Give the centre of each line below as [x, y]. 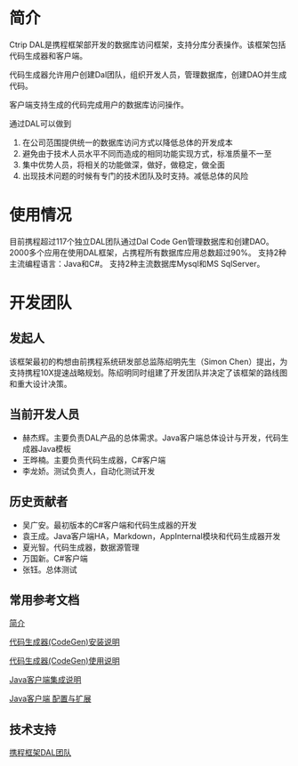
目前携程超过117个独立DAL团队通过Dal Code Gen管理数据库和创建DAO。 [141, 241]
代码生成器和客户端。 [48, 55]
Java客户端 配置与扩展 [50, 698]
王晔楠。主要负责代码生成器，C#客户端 [94, 460]
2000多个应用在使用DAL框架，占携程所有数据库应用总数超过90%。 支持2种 [148, 252]
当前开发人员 [44, 415]
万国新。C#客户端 [55, 558]
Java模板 [55, 448]
